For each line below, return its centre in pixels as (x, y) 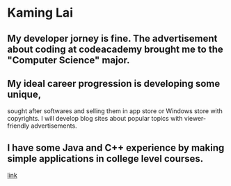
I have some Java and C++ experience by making (116, 147)
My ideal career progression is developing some (114, 84)
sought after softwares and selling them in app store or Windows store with (115, 111)
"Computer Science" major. (69, 60)
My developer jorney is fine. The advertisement (112, 39)
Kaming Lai (40, 13)
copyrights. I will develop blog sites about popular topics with (95, 119)
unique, (24, 94)
